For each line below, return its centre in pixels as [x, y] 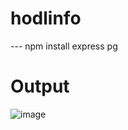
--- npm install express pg [64, 46]
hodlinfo [46, 18]
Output [40, 86]
